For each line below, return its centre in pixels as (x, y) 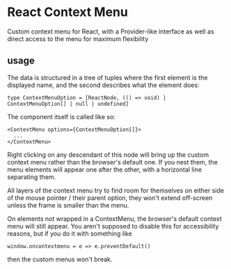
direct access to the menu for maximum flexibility (78, 38)
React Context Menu (68, 12)
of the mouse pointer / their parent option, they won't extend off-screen (110, 198)
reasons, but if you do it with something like (70, 233)
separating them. (32, 177)
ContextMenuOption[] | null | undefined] (68, 104)
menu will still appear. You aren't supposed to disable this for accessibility (113, 226)
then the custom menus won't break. (60, 259)
